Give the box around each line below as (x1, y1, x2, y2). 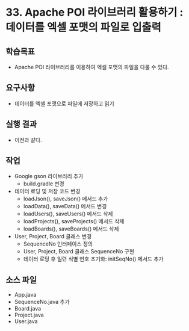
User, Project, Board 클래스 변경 (14, 233, 92, 240)
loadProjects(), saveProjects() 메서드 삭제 (23, 218, 125, 225)
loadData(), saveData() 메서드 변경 (23, 203, 107, 210)
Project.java (14, 311, 45, 319)
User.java (14, 318, 38, 325)
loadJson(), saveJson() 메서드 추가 (23, 195, 108, 202)
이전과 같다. (14, 136, 43, 143)
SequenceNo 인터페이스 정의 (23, 240, 93, 247)
